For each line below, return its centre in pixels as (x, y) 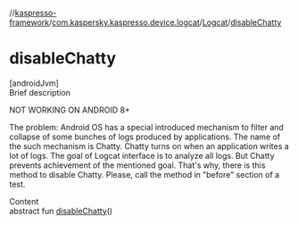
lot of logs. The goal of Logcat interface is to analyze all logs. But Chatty (142, 155)
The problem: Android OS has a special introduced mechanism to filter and (146, 127)
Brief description (40, 92)
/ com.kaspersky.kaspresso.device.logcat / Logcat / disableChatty (165, 22)
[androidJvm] (34, 83)
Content (24, 201)
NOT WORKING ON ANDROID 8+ (70, 110)
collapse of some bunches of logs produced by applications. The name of (145, 137)
